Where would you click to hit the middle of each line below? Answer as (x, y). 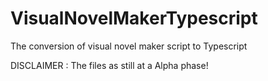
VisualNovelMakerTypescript (134, 18)
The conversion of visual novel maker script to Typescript (129, 46)
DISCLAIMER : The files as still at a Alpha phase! (109, 65)
